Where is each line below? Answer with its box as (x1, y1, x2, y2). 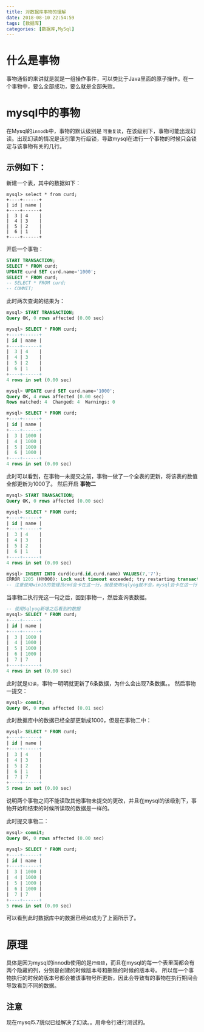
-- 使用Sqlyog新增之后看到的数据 (6, 606, 81, 612)
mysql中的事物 (6, 106, 81, 120)
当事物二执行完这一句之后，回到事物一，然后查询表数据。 (6, 594, 150, 601)
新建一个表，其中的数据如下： (6, 179, 81, 186)
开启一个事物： (6, 245, 44, 253)
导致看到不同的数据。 (6, 982, 59, 990)
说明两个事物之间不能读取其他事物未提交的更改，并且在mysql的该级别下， (6, 797, 192, 804)
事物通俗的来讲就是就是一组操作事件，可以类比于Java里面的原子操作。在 (6, 75, 189, 83)
